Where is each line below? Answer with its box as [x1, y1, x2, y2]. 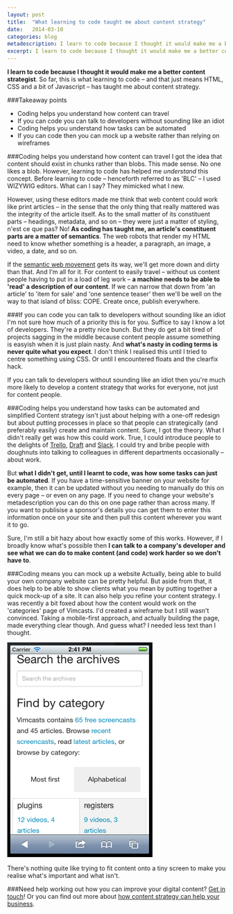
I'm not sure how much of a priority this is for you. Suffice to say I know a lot [7, 318, 225, 326]
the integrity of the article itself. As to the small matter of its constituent [7, 210, 210, 218]
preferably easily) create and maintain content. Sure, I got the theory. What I [7, 426, 225, 434]
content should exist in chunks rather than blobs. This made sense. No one [7, 160, 221, 168]
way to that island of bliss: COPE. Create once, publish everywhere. [7, 297, 200, 305]
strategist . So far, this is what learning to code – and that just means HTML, [7, 75, 224, 83]
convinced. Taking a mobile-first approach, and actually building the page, [7, 614, 220, 622]
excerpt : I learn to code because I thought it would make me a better [7, 48, 218, 55]
